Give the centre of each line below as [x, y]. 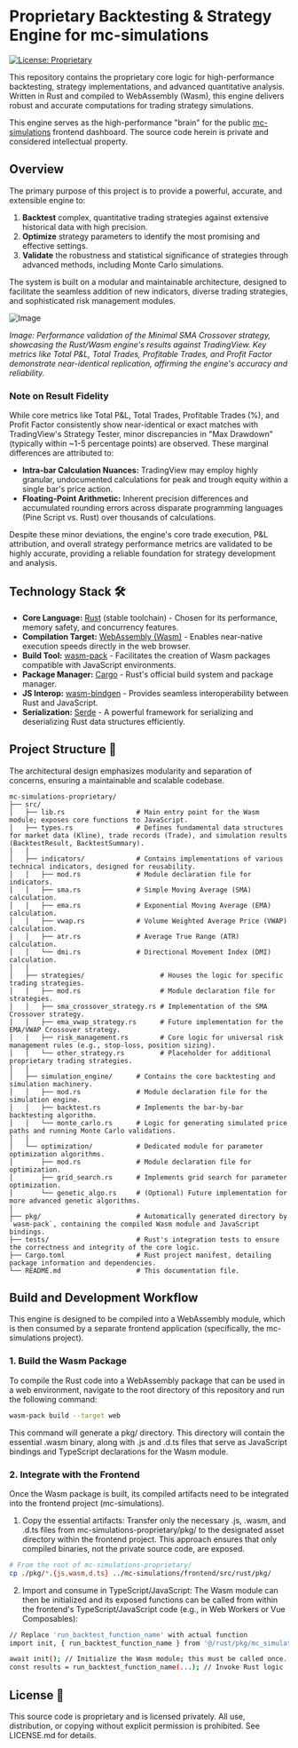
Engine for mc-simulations [109, 35]
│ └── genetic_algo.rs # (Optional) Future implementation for [149, 1193]
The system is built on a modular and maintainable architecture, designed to [148, 282]
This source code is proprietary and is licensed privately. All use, [127, 1717]
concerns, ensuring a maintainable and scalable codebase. [117, 780]
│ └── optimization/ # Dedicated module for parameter [137, 1146]
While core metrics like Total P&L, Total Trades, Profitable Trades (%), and [144, 416]
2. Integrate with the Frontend [74, 1474]
